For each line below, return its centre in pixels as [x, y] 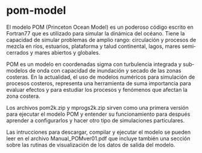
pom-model [36, 10]
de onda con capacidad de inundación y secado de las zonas [105, 70]
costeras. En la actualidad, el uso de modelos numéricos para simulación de [101, 77]
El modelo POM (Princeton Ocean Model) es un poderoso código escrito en [100, 27]
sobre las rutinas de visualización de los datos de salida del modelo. [91, 145]
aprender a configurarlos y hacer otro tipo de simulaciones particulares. [96, 120]
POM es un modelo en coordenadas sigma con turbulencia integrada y [94, 64]
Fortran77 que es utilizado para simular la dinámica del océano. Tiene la [96, 33]
